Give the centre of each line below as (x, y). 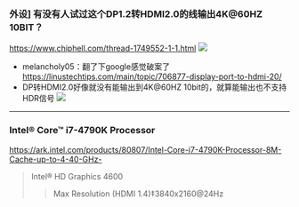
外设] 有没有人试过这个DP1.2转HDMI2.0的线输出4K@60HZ (136, 13)
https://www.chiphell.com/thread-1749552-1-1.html (103, 48)
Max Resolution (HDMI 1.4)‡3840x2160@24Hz (138, 194)
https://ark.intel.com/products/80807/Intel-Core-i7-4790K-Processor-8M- (145, 149)
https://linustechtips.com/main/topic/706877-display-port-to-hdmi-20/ (152, 76)
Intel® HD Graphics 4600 (77, 176)
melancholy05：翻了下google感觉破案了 (96, 67)
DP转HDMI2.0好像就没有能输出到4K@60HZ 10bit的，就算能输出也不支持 (154, 87)
